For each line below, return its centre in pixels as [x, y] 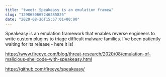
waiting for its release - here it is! [39, 44]
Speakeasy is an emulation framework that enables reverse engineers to [80, 34]
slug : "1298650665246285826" [36, 15]
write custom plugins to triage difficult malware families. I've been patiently [83, 39]
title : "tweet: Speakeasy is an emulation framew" [59, 10]
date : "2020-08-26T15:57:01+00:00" [43, 19]
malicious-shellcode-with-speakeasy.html [49, 59]
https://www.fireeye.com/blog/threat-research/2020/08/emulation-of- [78, 54]
